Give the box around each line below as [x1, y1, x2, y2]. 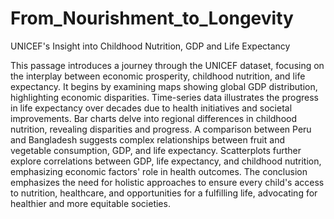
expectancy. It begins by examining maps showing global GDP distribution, [10, 80, 318, 92]
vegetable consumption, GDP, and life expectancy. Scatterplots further [10, 144, 302, 156]
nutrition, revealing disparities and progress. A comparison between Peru [10, 123, 312, 135]
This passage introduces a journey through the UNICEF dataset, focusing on [10, 59, 325, 71]
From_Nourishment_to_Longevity [10, 7, 294, 30]
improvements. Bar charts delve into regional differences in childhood [10, 112, 297, 124]
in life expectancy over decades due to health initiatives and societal [10, 102, 293, 114]
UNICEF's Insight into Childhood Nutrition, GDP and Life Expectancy [10, 40, 291, 52]
